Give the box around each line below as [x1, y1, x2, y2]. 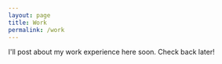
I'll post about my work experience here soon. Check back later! [8, 48, 215, 57]
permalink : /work [8, 26, 65, 34]
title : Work [8, 19, 47, 27]
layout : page [8, 11, 51, 20]
